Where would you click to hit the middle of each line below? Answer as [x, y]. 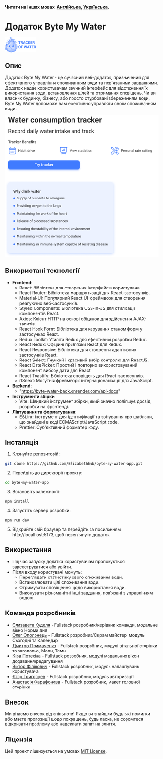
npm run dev [17, 520]
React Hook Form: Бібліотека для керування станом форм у [81, 329]
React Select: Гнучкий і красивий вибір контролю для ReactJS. [84, 360]
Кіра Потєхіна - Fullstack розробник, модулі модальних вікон [76, 656]
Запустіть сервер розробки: [41, 511]
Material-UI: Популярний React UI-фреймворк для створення [82, 298]
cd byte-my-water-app [27, 483]
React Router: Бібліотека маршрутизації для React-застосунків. [84, 293]
